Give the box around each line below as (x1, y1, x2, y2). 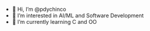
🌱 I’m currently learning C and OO (12, 18, 98, 25)
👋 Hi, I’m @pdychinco (12, 6, 66, 13)
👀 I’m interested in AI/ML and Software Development (12, 12, 145, 19)
